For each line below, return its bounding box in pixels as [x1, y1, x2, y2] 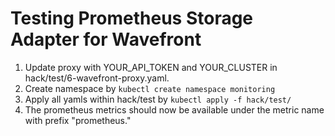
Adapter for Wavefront [10, 28, 202, 51]
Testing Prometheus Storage [10, 7, 254, 30]
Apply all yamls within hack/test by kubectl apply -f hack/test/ [24, 93, 292, 105]
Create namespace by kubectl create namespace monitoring [24, 82, 276, 94]
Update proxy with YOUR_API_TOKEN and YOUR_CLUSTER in [24, 61, 278, 73]
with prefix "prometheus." [24, 114, 132, 126]
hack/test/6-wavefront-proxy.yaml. [24, 72, 170, 84]
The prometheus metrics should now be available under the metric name [24, 103, 325, 116]
